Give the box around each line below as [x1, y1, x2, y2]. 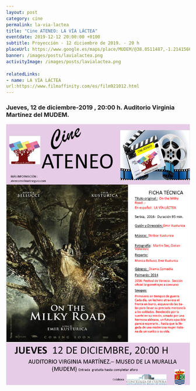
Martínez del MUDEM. [6, 111, 70, 119]
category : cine [6, 15, 43, 22]
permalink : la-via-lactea [6, 22, 69, 27]
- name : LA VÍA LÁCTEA [6, 77, 61, 83]
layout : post [6, 9, 38, 15]
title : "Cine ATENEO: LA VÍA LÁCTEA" [6, 28, 98, 34]
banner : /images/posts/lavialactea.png [6, 53, 103, 58]
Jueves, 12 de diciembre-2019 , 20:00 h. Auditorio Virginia [6, 103, 175, 112]
